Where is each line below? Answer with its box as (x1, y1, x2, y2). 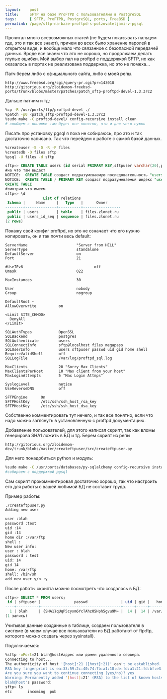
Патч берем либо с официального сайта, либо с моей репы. (5, 71, 133, 77)
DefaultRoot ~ (5, 299, 35, 304)
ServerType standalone (5, 247, 99, 252)
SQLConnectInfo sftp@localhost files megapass (5, 342, 123, 348)
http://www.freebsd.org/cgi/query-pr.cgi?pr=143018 (5, 80, 114, 85)
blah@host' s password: (5, 680, 52, 685)
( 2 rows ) (5, 219, 23, 224)
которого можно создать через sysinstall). (5, 633, 95, 639)
